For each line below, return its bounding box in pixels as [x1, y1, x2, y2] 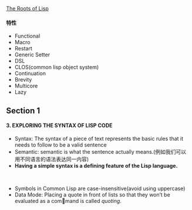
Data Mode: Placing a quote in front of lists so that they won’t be [14, 191, 170, 198]
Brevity [14, 76, 32, 83]
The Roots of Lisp [6, 5, 49, 12]
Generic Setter [14, 51, 50, 58]
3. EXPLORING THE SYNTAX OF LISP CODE [6, 122, 113, 129]
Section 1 [6, 106, 40, 116]
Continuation [14, 70, 46, 77]
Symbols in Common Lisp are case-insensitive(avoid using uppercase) [14, 185, 186, 192]
